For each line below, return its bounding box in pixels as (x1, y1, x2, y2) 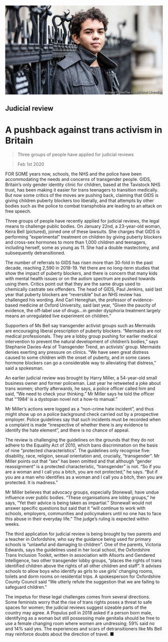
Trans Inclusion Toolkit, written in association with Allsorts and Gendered (5, 552, 155, 558)
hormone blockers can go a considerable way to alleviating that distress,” (5, 359, 156, 366)
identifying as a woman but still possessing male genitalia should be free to (5, 615, 160, 621)
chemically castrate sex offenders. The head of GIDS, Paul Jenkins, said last (5, 286, 162, 292)
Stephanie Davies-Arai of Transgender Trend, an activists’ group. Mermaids (5, 344, 161, 350)
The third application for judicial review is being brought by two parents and (5, 531, 161, 537)
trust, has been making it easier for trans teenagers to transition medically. (5, 186, 158, 193)
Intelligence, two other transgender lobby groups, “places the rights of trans (5, 557, 162, 563)
